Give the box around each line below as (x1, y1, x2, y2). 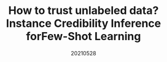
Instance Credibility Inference (6, 16, 161, 30)
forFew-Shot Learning (26, 30, 141, 43)
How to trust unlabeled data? (8, 4, 159, 18)
